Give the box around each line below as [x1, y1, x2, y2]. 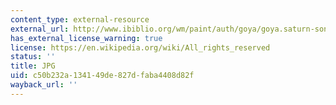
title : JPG [10, 61, 56, 71]
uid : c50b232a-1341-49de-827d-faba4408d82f [10, 71, 195, 81]
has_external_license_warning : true [10, 33, 163, 43]
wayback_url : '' [10, 80, 78, 90]
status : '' [10, 52, 56, 62]
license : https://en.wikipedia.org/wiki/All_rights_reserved [10, 42, 271, 53]
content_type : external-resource [10, 14, 150, 25]
